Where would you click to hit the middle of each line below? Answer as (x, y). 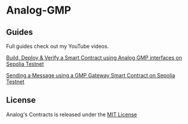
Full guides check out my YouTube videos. (58, 46)
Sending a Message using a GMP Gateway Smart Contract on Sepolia (91, 75)
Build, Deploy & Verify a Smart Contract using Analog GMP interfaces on (94, 58)
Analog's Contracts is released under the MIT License (72, 114)
